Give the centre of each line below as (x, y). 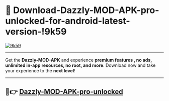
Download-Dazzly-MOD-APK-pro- (86, 10)
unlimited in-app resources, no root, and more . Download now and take (80, 65)
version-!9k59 (36, 32)
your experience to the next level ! (40, 70)
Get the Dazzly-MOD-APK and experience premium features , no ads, (79, 60)
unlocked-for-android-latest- (68, 21)
